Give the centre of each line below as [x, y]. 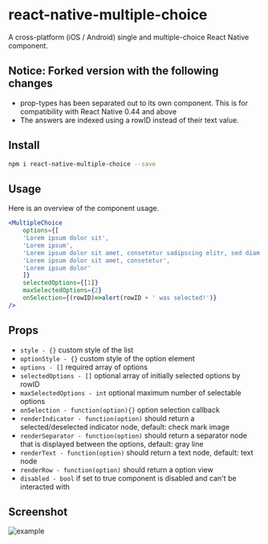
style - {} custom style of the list [77, 350]
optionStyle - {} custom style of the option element [107, 358]
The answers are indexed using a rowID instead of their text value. [129, 120]
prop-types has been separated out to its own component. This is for [134, 103]
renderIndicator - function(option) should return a [107, 418]
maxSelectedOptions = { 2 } [63, 291]
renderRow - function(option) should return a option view [117, 469]
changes [31, 83]
